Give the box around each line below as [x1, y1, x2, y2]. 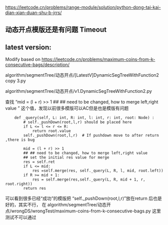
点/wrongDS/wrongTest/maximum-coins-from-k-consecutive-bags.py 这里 [5, 208, 161, 214]
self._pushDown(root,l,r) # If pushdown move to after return [23, 133, 159, 138]
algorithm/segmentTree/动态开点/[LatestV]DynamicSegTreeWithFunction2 [5, 72, 159, 78]
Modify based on [5, 57, 41, 63]
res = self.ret [23, 159, 55, 164]
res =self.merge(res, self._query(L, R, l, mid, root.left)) [32, 168, 164, 174]
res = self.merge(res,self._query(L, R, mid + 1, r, [32, 177, 145, 182]
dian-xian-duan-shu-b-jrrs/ [5, 10, 62, 16]
